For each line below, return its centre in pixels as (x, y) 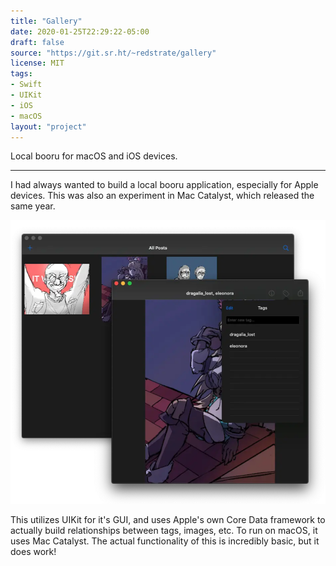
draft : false (37, 42)
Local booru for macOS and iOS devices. (94, 156)
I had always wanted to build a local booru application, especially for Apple (164, 185)
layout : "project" (48, 126)
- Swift (26, 85)
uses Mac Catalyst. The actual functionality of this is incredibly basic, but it (165, 541)
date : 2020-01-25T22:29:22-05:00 (80, 31)
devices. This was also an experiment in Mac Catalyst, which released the (162, 196)
